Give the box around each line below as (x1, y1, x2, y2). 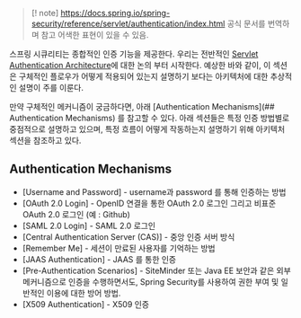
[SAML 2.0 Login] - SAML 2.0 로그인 (22, 220, 155, 231)
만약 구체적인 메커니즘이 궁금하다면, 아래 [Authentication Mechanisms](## (9, 102, 276, 111)
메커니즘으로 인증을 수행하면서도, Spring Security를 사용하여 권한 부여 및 (22, 276, 279, 287)
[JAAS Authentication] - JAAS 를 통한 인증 (22, 253, 177, 264)
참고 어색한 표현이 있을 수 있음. (40, 30, 149, 40)
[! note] (31, 8, 59, 18)
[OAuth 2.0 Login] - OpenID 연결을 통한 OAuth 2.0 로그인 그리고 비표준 (22, 198, 277, 208)
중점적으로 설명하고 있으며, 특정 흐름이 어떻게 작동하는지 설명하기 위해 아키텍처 (9, 124, 286, 134)
